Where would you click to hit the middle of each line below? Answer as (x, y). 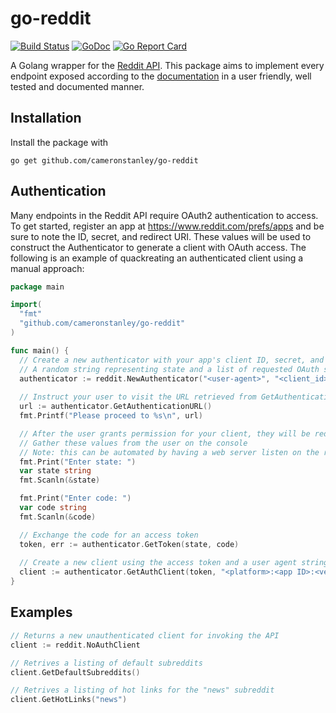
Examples (41, 612)
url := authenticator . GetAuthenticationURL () (116, 407)
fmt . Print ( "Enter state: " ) (78, 462)
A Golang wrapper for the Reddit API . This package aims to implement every (167, 65)
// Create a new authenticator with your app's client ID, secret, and (172, 360)
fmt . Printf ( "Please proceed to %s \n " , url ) (111, 416)
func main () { (40, 350)
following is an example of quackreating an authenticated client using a (157, 258)
